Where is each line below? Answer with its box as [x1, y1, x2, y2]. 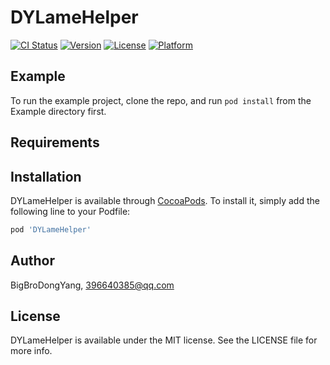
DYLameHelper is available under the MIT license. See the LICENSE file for [10, 334, 318, 346]
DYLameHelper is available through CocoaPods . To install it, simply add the [10, 194, 320, 206]
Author [10, 252, 55, 270]
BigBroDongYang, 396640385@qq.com [10, 279, 175, 291]
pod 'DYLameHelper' [10, 224, 92, 235]
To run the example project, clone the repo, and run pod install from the [10, 94, 312, 106]
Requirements [10, 134, 100, 151]
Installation [10, 168, 82, 185]
